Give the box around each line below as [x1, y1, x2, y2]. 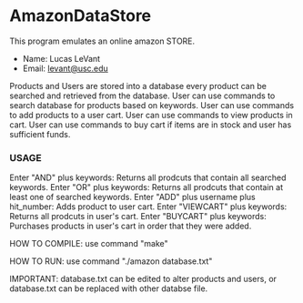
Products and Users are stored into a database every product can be [9, 80, 267, 91]
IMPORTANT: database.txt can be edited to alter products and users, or [9, 274, 278, 285]
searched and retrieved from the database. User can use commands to [9, 90, 276, 101]
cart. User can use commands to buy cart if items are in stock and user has [9, 119, 292, 130]
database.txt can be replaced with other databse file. [9, 283, 208, 294]
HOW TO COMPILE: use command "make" [9, 238, 168, 249]
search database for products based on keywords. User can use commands [9, 99, 294, 110]
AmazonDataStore [9, 5, 152, 26]
